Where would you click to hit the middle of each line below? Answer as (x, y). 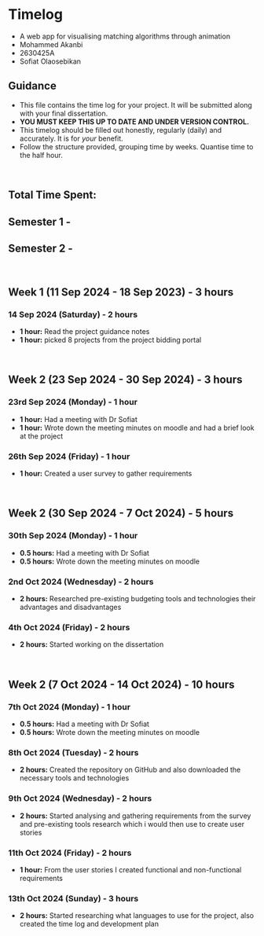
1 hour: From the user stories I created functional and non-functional (130, 869)
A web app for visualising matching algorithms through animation (125, 36)
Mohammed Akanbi (51, 44)
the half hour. (41, 155)
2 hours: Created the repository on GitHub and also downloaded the (130, 770)
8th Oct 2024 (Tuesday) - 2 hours (73, 752)
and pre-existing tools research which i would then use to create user (132, 824)
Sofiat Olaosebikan (50, 61)
